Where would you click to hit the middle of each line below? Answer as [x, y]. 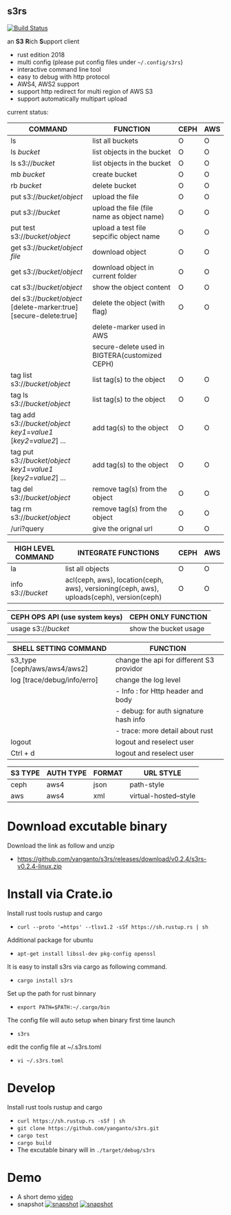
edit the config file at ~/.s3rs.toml [54, 1047]
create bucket [115, 174]
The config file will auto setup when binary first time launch [91, 1020]
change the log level [148, 680]
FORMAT [108, 773]
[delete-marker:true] [44, 307]
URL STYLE [163, 773]
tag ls [20, 394]
